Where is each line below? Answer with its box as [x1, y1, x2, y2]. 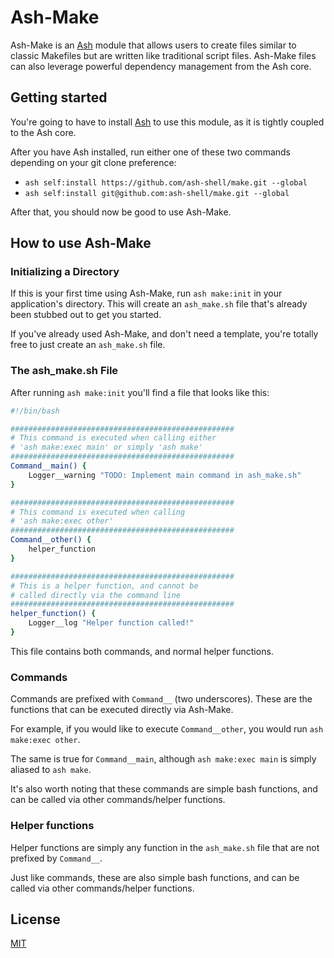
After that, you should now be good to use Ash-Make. [10, 206, 232, 218]
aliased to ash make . [10, 764, 92, 776]
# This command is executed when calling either [10, 433, 217, 443]
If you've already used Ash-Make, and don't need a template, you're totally [10, 328, 319, 340]
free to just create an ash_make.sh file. [10, 339, 166, 351]
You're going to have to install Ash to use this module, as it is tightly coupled [10, 116, 325, 128]
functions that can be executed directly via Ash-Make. [10, 704, 234, 716]
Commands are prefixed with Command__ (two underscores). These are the [10, 693, 313, 705]
